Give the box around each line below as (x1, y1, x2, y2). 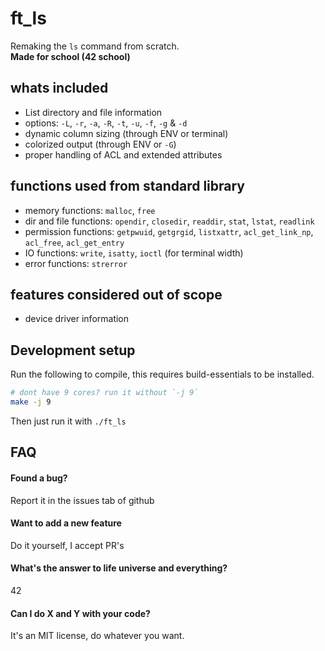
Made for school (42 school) (10, 50, 131, 62)
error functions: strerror (24, 257, 128, 269)
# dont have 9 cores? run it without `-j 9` (10, 388, 199, 398)
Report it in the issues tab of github (10, 494, 155, 506)
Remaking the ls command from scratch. (10, 40, 180, 52)
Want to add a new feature (10, 517, 122, 529)
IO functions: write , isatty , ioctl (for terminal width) (24, 247, 244, 259)
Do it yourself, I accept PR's (10, 539, 125, 551)
